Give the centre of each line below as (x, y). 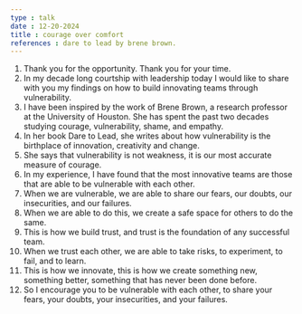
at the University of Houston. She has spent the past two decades (146, 117)
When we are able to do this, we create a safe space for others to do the (158, 213)
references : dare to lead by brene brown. (94, 43)
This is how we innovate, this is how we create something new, (141, 271)
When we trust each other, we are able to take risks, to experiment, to (153, 252)
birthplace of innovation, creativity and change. (111, 146)
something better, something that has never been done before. (140, 281)
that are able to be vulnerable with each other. (109, 184)
